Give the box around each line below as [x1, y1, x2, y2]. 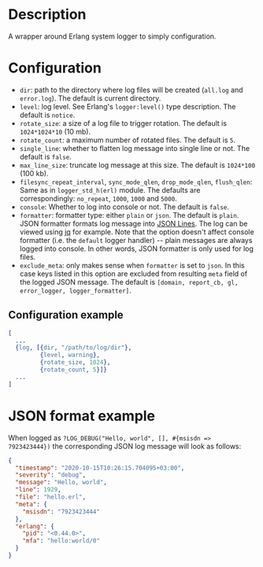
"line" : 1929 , [15, 486, 61, 494]
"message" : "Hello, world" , [15, 478, 108, 487]
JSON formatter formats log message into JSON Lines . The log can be [19, 219, 248, 228]
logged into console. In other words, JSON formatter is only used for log [19, 244, 254, 253]
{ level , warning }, [39, 352, 101, 359]
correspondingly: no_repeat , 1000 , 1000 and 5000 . [19, 193, 177, 203]
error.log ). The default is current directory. [19, 93, 161, 103]
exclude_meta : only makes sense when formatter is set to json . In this [19, 260, 246, 270]
